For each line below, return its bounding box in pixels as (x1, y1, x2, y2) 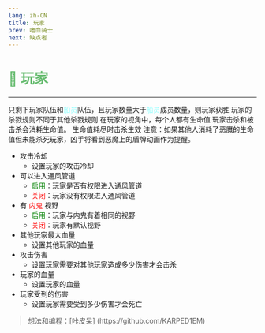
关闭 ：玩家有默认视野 (31, 220, 101, 230)
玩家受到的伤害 (19, 290, 69, 299)
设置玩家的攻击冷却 (31, 161, 95, 170)
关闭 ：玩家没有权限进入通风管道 (31, 191, 136, 200)
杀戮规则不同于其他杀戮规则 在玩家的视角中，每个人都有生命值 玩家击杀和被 (8, 115, 254, 125)
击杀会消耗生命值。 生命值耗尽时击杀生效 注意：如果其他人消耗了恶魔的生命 (8, 125, 254, 134)
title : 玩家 (8, 19, 45, 27)
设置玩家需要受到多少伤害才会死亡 (31, 299, 143, 309)
